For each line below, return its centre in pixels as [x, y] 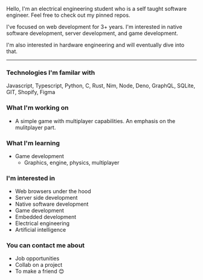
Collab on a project [39, 265]
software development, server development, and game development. [92, 33]
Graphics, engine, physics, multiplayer [72, 162]
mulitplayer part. [35, 127]
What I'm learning [33, 143]
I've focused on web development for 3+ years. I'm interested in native [94, 27]
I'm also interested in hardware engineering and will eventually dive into [95, 45]
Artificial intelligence [40, 230]
